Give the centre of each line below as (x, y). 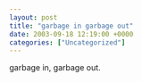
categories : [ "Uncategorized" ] (67, 42)
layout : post (33, 17)
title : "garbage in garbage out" (71, 26)
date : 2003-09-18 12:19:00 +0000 (71, 34)
